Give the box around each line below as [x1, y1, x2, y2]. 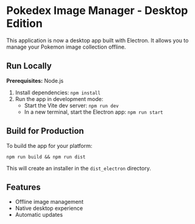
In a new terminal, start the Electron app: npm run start [24, 108, 163, 116]
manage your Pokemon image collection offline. [6, 43, 126, 51]
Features [6, 182, 41, 192]
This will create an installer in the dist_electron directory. [6, 164, 151, 172]
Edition [6, 16, 43, 30]
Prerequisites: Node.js [6, 77, 64, 84]
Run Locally [6, 61, 52, 71]
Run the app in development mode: [15, 95, 104, 102]
